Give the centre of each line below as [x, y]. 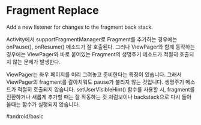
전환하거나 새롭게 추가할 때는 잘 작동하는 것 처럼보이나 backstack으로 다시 [93, 97]
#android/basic [25, 116]
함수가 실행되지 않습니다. [51, 104]
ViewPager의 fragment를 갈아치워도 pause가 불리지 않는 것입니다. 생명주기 [95, 82]
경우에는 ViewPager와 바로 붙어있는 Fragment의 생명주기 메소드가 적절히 [92, 54]
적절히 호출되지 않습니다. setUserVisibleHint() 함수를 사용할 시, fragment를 [106, 89]
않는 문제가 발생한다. [37, 62]
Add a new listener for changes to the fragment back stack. [80, 27]
